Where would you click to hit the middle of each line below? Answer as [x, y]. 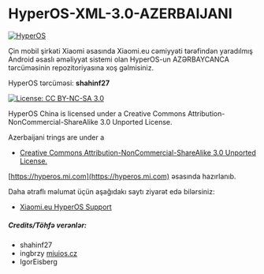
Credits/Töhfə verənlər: [48, 225]
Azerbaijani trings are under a [56, 137]
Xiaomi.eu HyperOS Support [65, 207]
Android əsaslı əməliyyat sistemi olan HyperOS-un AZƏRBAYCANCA [119, 59]
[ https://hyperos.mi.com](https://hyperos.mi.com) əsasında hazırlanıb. [122, 176]
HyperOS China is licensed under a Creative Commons [97, 113]
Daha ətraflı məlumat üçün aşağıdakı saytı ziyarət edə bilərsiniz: [112, 191]
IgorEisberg [38, 261]
